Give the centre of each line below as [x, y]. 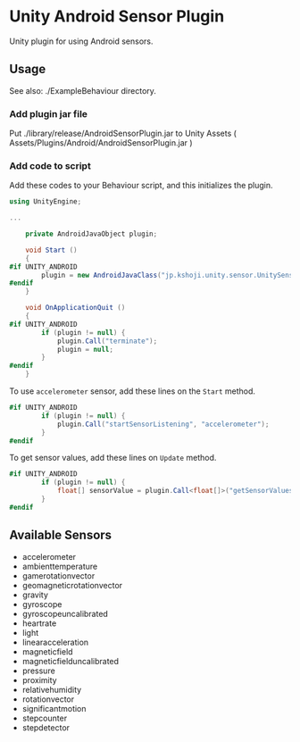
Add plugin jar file [48, 113]
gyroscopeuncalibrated [65, 613]
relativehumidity [52, 689]
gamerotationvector [58, 575]
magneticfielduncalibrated [70, 661]
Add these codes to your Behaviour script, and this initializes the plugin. [142, 186]
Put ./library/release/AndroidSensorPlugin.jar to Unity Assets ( [123, 133]
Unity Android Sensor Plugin [117, 17]
